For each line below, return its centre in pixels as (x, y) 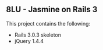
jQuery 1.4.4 (29, 41)
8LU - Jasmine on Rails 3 (52, 10)
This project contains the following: (48, 23)
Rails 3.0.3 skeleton (38, 35)
